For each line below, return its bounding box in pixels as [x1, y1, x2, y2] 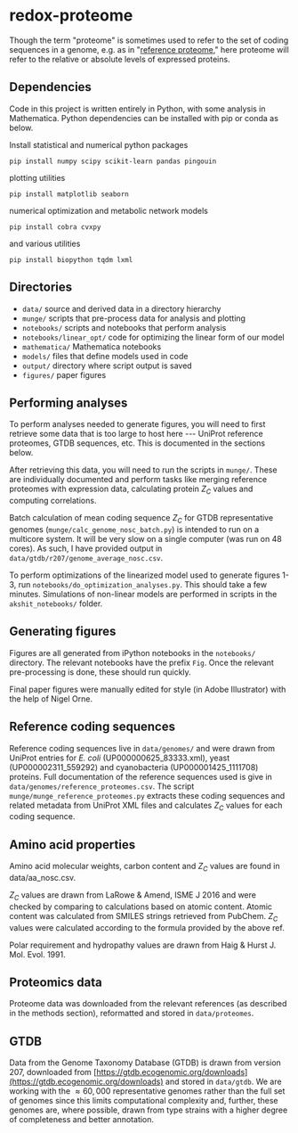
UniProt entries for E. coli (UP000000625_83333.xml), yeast [9, 752, 230, 763]
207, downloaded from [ [9, 1067, 97, 1078]
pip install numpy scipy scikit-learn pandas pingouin [9, 157, 217, 166]
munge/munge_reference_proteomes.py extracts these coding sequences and [9, 790, 286, 800]
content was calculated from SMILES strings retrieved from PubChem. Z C [9, 910, 278, 924]
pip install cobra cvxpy [9, 222, 101, 232]
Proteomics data [9, 974, 102, 989]
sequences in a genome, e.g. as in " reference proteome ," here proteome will [9, 44, 289, 54]
